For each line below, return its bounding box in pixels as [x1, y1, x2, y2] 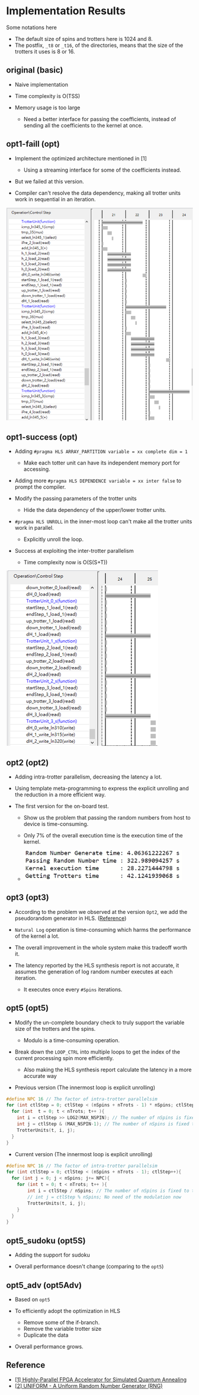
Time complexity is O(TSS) [14, 92, 81, 99]
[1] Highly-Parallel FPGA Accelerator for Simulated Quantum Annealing [14, 1376, 187, 1383]
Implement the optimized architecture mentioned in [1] [14, 154, 147, 162]
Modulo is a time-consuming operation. [23, 1036, 120, 1043]
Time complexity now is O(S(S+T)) [23, 559, 108, 566]
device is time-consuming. [23, 820, 89, 827]
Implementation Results [6, 4, 126, 18]
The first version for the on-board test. [14, 802, 109, 809]
